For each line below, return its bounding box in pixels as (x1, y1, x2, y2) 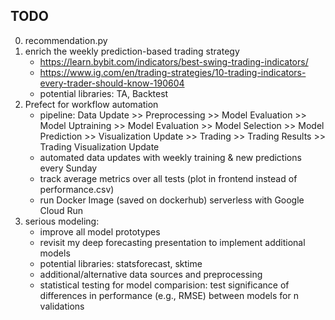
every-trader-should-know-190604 (39, 77, 185, 89)
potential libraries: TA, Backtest (39, 87, 169, 99)
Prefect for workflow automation (24, 98, 159, 110)
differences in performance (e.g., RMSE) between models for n (39, 289, 299, 301)
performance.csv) (39, 183, 115, 195)
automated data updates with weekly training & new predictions (39, 151, 302, 163)
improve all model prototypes (39, 225, 161, 238)
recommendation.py (24, 34, 108, 46)
